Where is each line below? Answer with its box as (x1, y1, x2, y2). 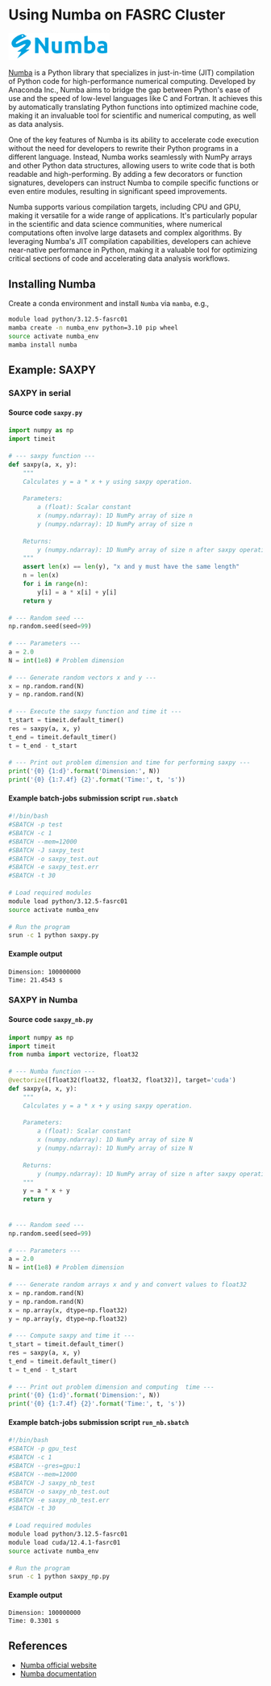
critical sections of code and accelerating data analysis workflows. (8, 254, 230, 263)
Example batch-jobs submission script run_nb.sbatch (8, 1417, 190, 1427)
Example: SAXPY (8, 364, 97, 377)
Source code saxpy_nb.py (8, 1015, 94, 1024)
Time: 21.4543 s (8, 976, 63, 984)
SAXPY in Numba (8, 994, 78, 1006)
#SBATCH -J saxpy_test (8, 846, 85, 854)
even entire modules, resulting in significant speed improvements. (8, 187, 227, 196)
